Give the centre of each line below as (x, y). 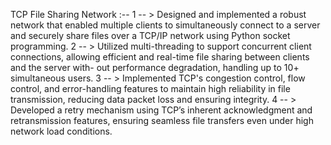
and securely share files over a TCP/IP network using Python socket (150, 35)
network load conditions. (61, 131)
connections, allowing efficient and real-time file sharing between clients (160, 57)
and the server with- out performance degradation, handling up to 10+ (155, 67)
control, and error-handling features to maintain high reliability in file (150, 88)
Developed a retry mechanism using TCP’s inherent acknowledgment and (161, 110)
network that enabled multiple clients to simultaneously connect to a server (165, 25)
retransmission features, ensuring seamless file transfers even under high (162, 120)
